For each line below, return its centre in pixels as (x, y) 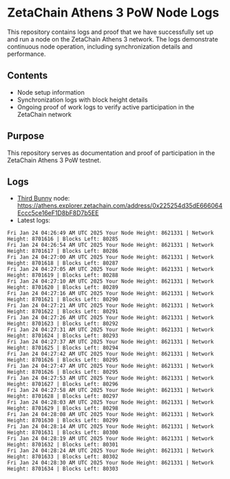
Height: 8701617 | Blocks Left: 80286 (63, 251)
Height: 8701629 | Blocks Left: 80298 (63, 408)
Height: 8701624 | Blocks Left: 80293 (63, 336)
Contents (28, 76)
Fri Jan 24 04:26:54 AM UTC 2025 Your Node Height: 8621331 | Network (111, 245)
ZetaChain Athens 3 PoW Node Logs (113, 13)
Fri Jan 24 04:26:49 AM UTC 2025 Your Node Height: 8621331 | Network (111, 233)
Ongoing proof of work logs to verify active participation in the (106, 107)
